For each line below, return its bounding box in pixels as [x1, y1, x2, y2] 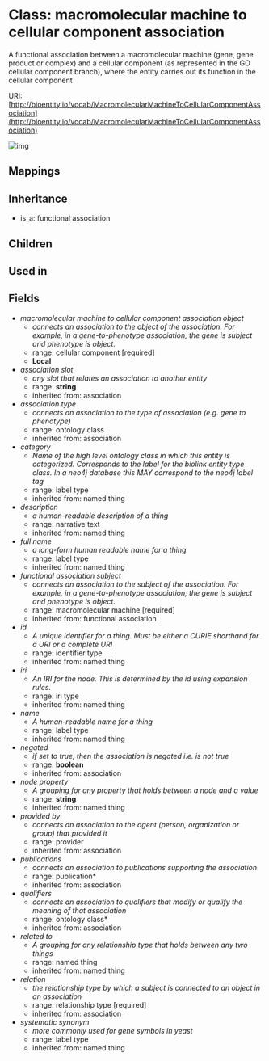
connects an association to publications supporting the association [32, 862, 257, 872]
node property [19, 777, 69, 786]
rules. [32, 682, 52, 692]
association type [19, 398, 77, 409]
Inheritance [8, 192, 68, 205]
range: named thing [32, 957, 98, 966]
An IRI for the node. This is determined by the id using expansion [32, 673, 248, 684]
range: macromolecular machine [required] [32, 604, 175, 615]
